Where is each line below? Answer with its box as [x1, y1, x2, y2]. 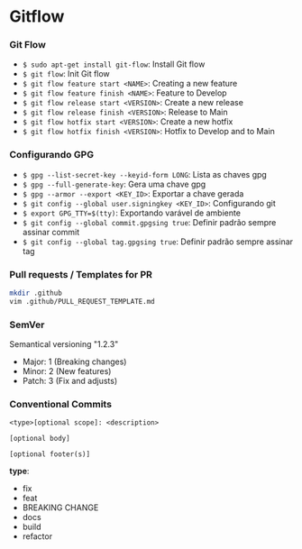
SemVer [9, 318, 45, 331]
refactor [22, 531, 52, 542]
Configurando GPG [9, 149, 95, 161]
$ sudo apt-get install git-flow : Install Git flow [22, 59, 206, 69]
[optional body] [9, 435, 70, 444]
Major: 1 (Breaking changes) [22, 356, 127, 367]
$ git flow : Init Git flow [22, 69, 110, 79]
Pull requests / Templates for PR [9, 268, 153, 280]
